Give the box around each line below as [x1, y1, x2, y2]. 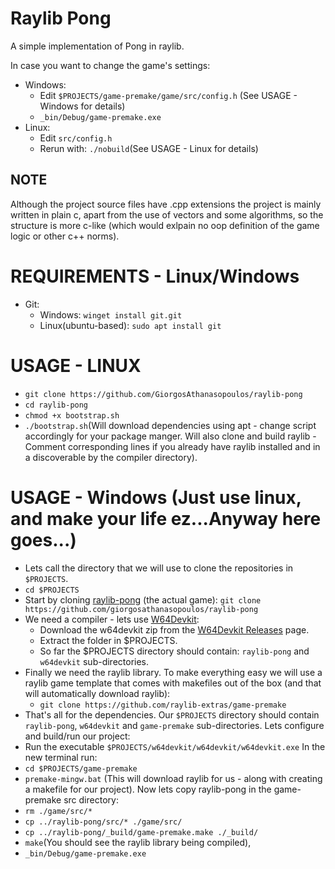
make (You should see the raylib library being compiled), [24, 836, 252, 848]
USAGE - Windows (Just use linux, [10, 486, 302, 509]
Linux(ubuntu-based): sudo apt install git [39, 319, 222, 331]
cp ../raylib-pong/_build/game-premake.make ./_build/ [24, 827, 259, 837]
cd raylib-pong [24, 400, 89, 410]
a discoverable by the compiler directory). [24, 451, 198, 463]
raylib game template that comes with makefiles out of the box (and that [24, 677, 322, 689]
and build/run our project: [24, 730, 131, 742]
